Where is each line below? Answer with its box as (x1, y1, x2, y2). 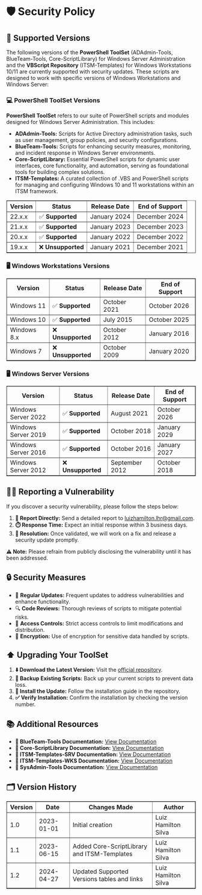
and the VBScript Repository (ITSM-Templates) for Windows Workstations (6, 61, 191, 69)
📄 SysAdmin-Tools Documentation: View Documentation (14, 764, 158, 771)
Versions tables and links (72, 875, 143, 883)
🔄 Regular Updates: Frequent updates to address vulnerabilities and (14, 591, 185, 599)
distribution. (14, 626, 45, 633)
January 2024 (90, 212, 131, 221)
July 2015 (103, 315, 133, 324)
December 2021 (136, 243, 184, 252)
